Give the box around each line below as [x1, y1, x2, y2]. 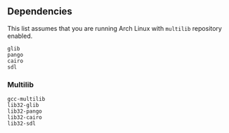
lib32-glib [7, 101, 39, 109]
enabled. [7, 31, 33, 40]
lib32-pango [7, 108, 42, 115]
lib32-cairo [7, 114, 42, 121]
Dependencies [7, 6, 72, 17]
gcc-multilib [7, 96, 46, 103]
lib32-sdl [7, 120, 37, 127]
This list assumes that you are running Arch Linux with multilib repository [7, 24, 223, 32]
